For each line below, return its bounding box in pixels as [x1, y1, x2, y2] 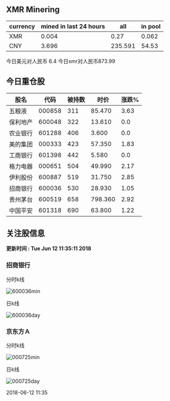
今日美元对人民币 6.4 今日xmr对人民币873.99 [6, 57, 116, 64]
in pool [141, 22, 161, 30]
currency [9, 22, 35, 30]
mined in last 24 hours [41, 22, 105, 30]
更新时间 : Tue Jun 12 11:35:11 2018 [6, 245, 92, 252]
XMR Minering [6, 5, 60, 15]
